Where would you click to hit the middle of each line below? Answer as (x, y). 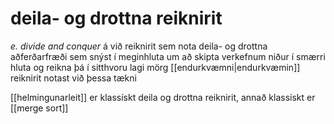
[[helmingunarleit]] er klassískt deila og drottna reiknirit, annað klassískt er (163, 97)
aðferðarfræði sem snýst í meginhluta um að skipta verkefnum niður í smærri (168, 56)
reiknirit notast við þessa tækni (73, 78)
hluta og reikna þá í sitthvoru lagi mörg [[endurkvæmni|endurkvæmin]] (155, 67)
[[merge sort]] (39, 108)
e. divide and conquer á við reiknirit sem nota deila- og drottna (139, 46)
